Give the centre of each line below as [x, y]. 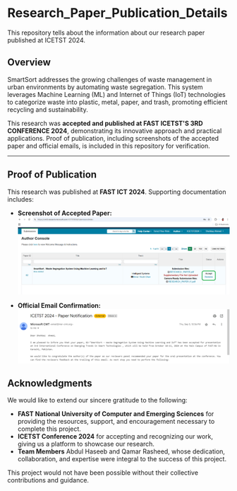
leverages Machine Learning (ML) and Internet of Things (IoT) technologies [116, 94]
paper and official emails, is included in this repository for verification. [109, 146]
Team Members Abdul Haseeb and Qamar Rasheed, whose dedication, [121, 451]
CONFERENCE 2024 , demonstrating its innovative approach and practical [115, 131]
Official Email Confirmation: [59, 305]
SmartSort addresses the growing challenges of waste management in [110, 79]
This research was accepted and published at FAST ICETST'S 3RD [105, 123]
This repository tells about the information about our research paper [106, 33]
